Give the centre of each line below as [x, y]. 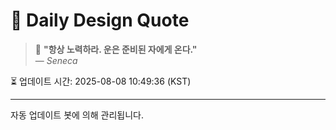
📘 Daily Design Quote [100, 20]
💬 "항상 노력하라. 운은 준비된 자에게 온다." [116, 49]
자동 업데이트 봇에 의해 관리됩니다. [77, 115]
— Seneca [56, 60]
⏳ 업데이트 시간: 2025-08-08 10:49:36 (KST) [101, 81]
